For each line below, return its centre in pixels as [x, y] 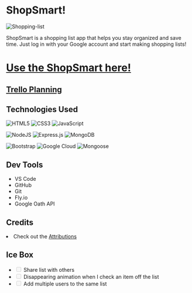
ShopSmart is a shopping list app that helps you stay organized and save [94, 38]
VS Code [25, 179]
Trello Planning [34, 90]
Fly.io [21, 198]
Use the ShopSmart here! [69, 68]
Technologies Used [42, 109]
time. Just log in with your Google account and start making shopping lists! [96, 44]
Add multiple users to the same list [65, 284]
